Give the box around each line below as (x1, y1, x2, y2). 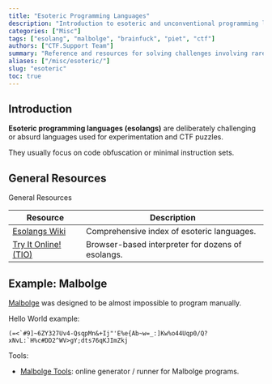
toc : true (8, 72, 42, 80)
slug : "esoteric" (8, 65, 67, 73)
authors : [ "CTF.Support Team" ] (8, 42, 114, 50)
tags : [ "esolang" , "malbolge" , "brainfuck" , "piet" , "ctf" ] (8, 34, 216, 43)
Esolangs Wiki (12, 226, 66, 237)
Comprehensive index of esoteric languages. (86, 226, 257, 237)
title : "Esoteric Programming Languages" (8, 11, 151, 20)
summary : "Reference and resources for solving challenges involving (8, 49, 249, 58)
